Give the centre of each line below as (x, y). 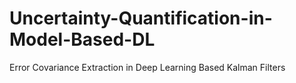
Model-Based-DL (82, 39)
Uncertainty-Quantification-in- (141, 18)
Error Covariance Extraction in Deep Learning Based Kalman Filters (147, 67)
